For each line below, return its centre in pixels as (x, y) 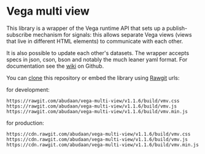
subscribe (19, 34)
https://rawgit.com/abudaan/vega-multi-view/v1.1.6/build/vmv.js (91, 106)
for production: (25, 123)
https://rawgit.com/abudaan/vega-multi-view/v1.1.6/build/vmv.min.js (97, 111)
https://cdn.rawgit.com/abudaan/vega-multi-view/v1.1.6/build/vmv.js (97, 139)
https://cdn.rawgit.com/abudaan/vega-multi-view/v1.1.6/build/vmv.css (99, 134)
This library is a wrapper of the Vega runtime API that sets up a (86, 28)
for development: (28, 89)
